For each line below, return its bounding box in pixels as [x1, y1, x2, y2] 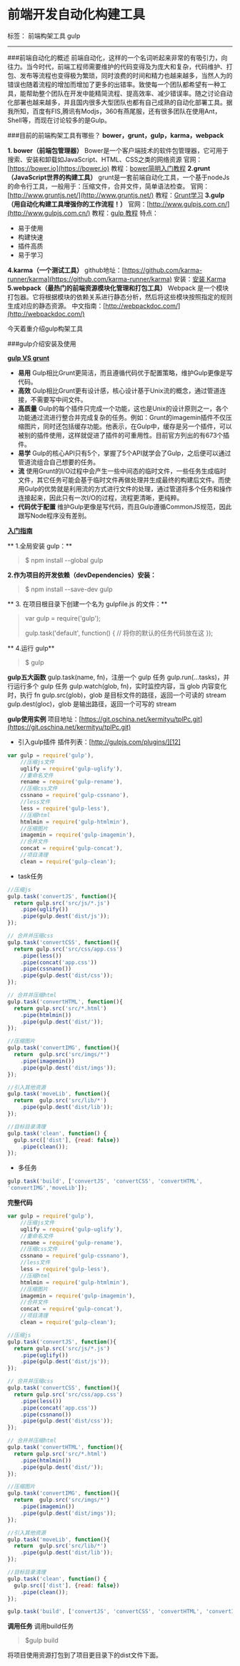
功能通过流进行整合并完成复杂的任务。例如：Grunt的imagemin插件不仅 [17, 413, 226, 421]
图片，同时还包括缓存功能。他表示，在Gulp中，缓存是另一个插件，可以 [24, 422, 232, 431]
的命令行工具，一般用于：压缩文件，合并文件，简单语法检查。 [7, 181, 189, 190]
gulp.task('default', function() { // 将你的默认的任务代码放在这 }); [24, 628, 214, 637]
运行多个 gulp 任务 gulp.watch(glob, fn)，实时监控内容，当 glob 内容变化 [13, 681, 227, 690]
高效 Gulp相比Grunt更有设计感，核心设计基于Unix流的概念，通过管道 [17, 386, 220, 395]
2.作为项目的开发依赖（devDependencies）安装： [7, 571, 157, 579]
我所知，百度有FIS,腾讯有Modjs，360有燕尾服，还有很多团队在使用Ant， [7, 106, 221, 115]
